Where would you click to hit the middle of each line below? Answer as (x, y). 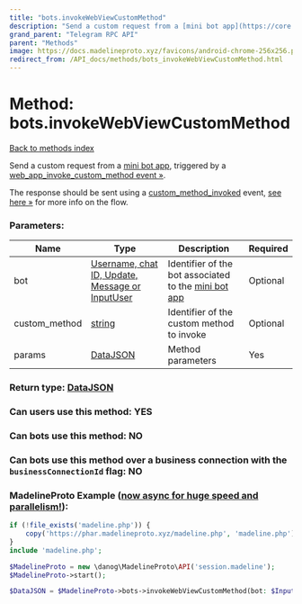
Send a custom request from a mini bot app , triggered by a (118, 165)
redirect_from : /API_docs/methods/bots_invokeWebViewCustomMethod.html (146, 59)
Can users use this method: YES (81, 412)
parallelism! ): (39, 507)
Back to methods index (52, 148)
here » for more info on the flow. (69, 202)
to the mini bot (198, 286)
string (103, 323)
